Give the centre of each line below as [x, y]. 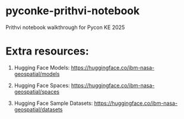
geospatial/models [37, 74]
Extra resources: [47, 51]
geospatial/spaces [37, 91]
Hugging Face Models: [42, 67]
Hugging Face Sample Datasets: [53, 103]
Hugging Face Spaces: [42, 85]
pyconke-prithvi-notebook [73, 11]
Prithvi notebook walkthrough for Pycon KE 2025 [65, 27]
